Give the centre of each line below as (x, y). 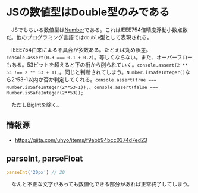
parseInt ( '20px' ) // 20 (36, 172)
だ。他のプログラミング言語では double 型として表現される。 (79, 37)
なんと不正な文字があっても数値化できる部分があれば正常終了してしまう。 (102, 184)
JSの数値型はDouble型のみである (88, 12)
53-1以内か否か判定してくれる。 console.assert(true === (87, 79)
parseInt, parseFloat (45, 159)
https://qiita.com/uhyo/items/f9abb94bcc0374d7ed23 (81, 140)
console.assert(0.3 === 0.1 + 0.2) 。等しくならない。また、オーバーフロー (100, 57)
